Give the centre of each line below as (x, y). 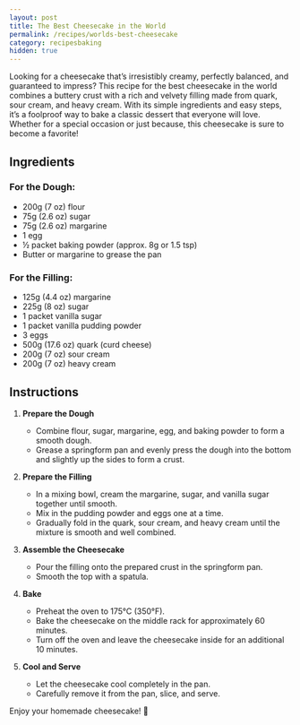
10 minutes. (57, 649)
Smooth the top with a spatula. (92, 576)
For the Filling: (41, 277)
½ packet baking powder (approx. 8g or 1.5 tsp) (110, 245)
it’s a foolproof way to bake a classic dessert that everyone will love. (135, 115)
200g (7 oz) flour (53, 206)
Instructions (44, 392)
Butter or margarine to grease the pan (92, 254)
